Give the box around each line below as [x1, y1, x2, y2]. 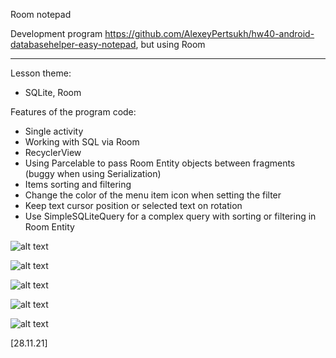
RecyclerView [24, 147, 82, 158]
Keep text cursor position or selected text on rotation [24, 200, 243, 211]
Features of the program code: [10, 106, 137, 118]
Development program [10, 28, 103, 39]
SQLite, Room [24, 87, 82, 98]
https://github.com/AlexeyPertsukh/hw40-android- [104, 28, 315, 39]
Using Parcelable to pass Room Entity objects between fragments [24, 157, 296, 169]
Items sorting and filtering [24, 179, 132, 190]
